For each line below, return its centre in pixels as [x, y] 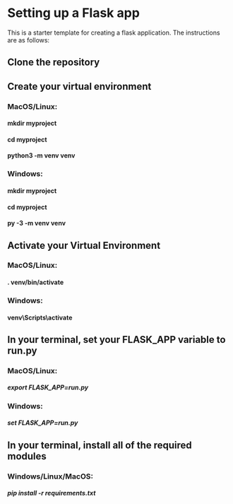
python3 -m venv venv [41, 156]
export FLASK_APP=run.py [48, 387]
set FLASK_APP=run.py [43, 423]
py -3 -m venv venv [36, 223]
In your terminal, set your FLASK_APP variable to [116, 340]
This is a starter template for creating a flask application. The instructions [114, 33]
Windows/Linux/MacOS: [50, 476]
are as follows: [29, 40]
